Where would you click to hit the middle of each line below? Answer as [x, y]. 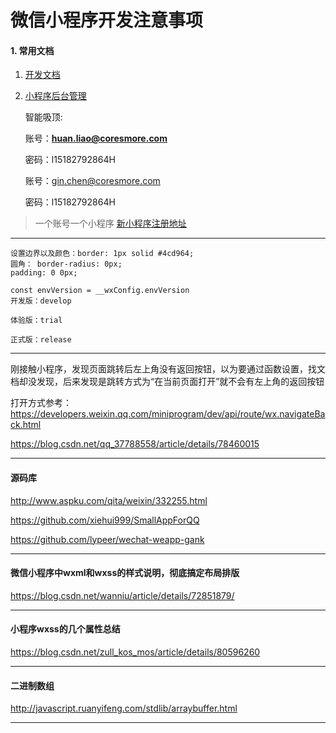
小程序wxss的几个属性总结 [65, 629]
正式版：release [41, 340]
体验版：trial [36, 321]
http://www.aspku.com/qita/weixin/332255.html [109, 500]
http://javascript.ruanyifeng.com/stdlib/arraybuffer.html [124, 708]
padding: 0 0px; [44, 273]
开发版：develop [41, 301]
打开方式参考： [41, 403]
